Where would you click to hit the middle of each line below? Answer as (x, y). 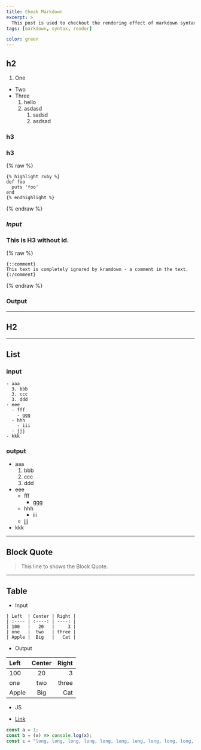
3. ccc (20, 394)
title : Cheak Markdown (34, 12)
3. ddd (20, 400)
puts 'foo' (25, 187)
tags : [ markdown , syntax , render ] (49, 28)
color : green (22, 39)
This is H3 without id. (38, 240)
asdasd (33, 108)
